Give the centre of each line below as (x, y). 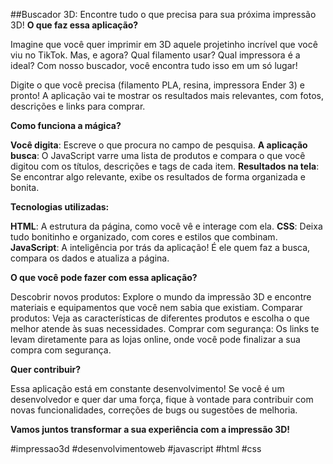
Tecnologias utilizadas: (60, 207)
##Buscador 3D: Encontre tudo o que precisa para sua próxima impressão (163, 14)
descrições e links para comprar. (78, 106)
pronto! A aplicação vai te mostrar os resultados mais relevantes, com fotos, (167, 95)
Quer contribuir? (46, 369)
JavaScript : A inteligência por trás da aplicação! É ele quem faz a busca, (160, 247)
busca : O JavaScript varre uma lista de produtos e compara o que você (158, 155)
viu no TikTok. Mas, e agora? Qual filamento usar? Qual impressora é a (155, 55)
